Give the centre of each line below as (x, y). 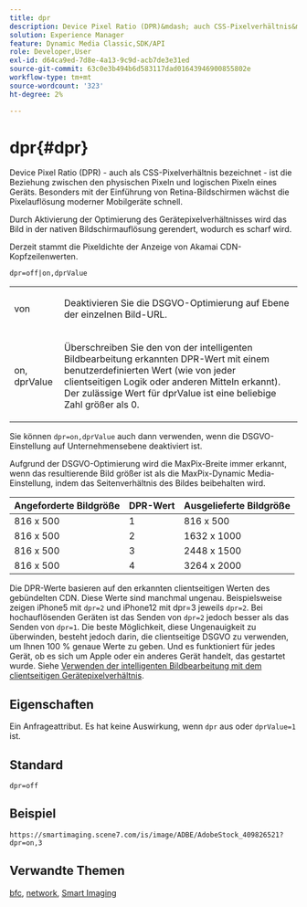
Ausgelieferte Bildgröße (237, 506)
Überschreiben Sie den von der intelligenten (158, 348)
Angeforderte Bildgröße (67, 506)
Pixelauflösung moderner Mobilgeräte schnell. (96, 202)
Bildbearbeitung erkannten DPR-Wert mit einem (166, 359)
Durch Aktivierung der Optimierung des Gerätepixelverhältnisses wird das (148, 219)
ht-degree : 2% (37, 94)
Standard (37, 765)
